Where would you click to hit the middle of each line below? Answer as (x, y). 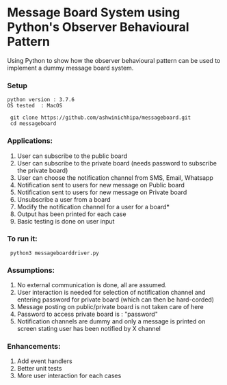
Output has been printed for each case (71, 214)
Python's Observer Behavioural (98, 27)
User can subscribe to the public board (72, 156)
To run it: (22, 239)
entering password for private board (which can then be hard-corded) (115, 300)
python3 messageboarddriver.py (54, 253)
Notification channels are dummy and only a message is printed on (111, 321)
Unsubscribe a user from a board (64, 199)
